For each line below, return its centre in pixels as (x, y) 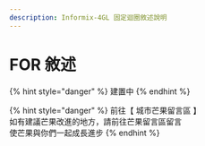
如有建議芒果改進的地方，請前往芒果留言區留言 (95, 121)
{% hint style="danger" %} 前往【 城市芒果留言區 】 (105, 110)
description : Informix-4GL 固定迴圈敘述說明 (88, 17)
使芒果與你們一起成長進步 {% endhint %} (85, 133)
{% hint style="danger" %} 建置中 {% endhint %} (100, 91)
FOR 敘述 (43, 64)
